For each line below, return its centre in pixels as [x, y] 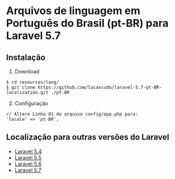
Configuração [31, 103]
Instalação [26, 57]
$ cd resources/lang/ [33, 82]
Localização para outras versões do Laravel [88, 137]
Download [27, 71]
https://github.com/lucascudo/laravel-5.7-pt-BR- [100, 87]
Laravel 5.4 [28, 151]
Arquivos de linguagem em [73, 11]
